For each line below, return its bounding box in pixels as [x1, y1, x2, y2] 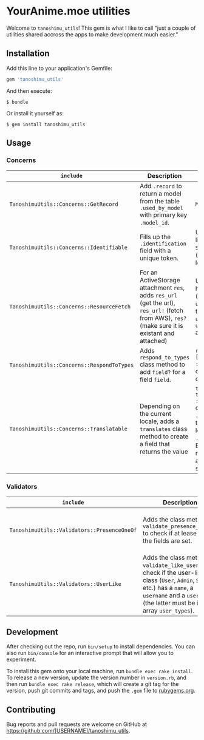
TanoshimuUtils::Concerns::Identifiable [9, 244, 127, 251]
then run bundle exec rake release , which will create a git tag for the [6, 681, 179, 688]
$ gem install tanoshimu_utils [6, 121, 86, 127]
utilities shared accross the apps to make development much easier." [6, 30, 178, 38]
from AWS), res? [139, 314, 187, 322]
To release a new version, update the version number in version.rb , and [6, 674, 187, 681]
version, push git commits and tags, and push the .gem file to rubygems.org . [6, 687, 196, 694]
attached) [139, 337, 168, 345]
